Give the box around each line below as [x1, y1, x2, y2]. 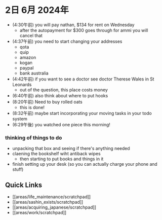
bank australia [19, 70, 48, 76]
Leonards [12, 81, 32, 87]
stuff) [12, 166, 24, 173]
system [12, 115, 28, 121]
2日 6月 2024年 [5, 4, 69, 16]
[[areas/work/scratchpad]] [12, 210, 67, 216]
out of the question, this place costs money [19, 87, 108, 93]
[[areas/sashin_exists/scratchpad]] [12, 199, 83, 205]
